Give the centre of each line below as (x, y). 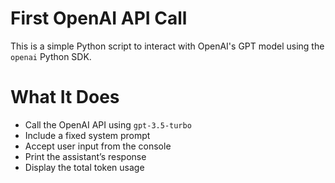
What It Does (65, 97)
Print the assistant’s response (85, 156)
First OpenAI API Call (99, 18)
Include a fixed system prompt (87, 135)
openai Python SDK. (51, 56)
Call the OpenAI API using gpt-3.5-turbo (108, 124)
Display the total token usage (84, 167)
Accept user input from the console (98, 146)
